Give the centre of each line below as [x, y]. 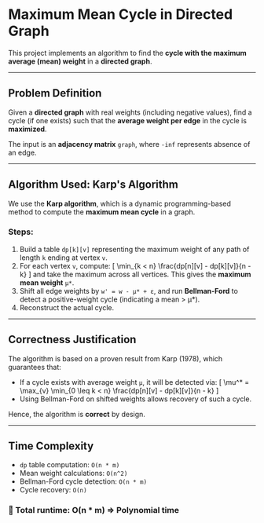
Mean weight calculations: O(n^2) [73, 474]
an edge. [22, 152]
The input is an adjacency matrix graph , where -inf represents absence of [129, 144]
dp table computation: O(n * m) [70, 465]
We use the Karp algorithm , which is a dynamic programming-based [120, 203]
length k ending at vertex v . [64, 258]
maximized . [27, 129]
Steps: [21, 232]
